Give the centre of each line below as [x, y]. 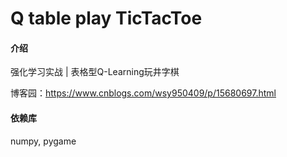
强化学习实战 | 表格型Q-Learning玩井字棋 [95, 72]
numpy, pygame [43, 141]
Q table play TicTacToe [106, 18]
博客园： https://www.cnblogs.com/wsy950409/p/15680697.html [143, 93]
